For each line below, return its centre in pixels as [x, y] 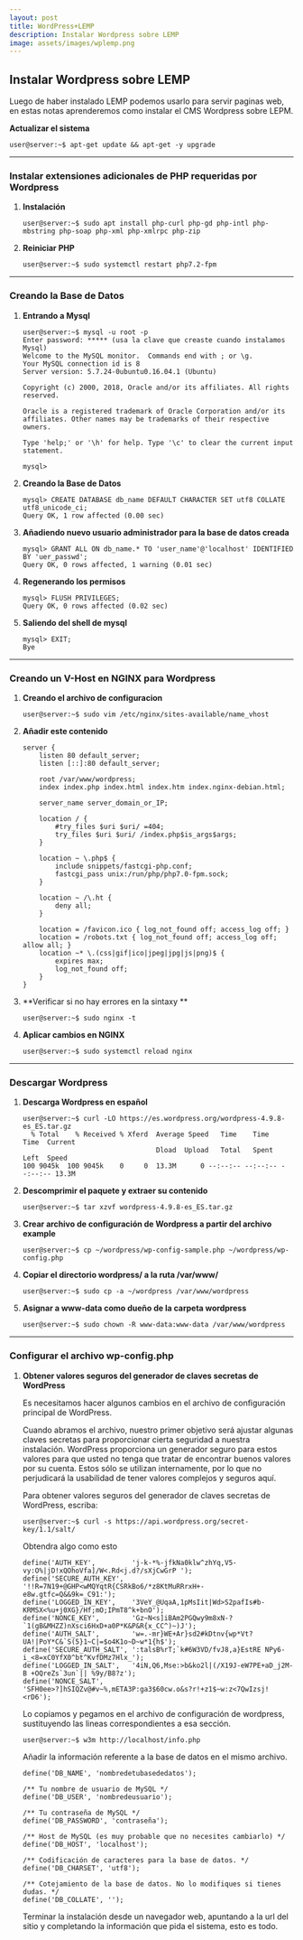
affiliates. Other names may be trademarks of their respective [146, 419]
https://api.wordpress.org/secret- [183, 1521]
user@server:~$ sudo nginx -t [79, 1018]
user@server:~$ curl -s [67, 1521]
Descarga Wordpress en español [85, 1102]
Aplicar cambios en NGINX [73, 1034]
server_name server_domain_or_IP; [104, 803]
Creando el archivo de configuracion [92, 697]
